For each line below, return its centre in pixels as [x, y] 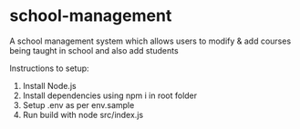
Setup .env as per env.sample [78, 104]
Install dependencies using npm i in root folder [110, 95]
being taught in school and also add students [94, 50]
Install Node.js [49, 85]
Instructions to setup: [49, 68]
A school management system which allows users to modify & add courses [150, 41]
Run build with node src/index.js [83, 114]
